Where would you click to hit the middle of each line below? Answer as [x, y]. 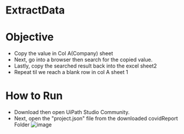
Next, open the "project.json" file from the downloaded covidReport [96, 119]
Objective [30, 37]
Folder [22, 125]
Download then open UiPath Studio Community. [72, 112]
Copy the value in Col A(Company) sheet [63, 53]
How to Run [34, 96]
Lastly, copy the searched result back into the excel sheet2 [85, 66]
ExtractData [35, 10]
